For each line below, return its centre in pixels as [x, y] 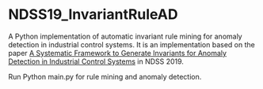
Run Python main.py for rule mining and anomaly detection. [105, 76]
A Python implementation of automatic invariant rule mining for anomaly [126, 36]
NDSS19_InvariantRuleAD [93, 15]
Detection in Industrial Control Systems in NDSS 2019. [96, 61]
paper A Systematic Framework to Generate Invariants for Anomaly [118, 53]
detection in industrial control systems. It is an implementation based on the [131, 44]
